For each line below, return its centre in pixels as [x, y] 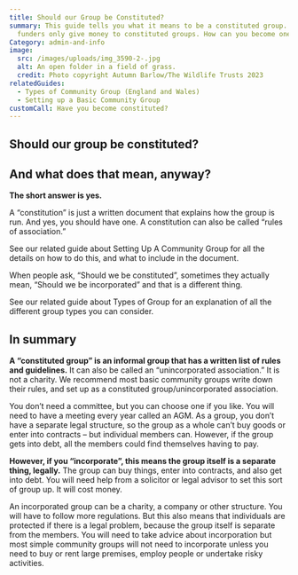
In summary [43, 339]
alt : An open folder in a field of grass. [97, 67]
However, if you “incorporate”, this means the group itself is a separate [143, 461]
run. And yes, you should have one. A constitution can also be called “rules [146, 222]
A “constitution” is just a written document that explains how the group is [142, 213]
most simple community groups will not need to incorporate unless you [139, 544]
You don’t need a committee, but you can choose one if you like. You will [142, 406]
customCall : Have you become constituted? [89, 108]
